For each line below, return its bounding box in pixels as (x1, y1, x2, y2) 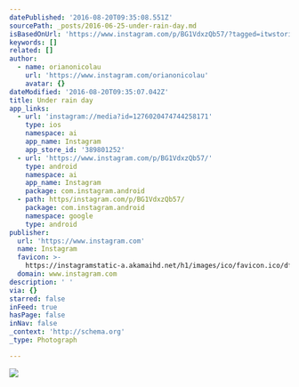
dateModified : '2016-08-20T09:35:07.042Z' (9, 87, 169, 96)
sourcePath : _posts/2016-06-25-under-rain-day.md (9, 21, 198, 30)
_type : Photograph (9, 335, 77, 344)
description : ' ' (9, 278, 74, 286)
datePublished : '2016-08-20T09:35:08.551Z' (9, 12, 174, 22)
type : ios (25, 121, 62, 130)
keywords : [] (9, 37, 58, 47)
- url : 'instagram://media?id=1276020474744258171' (17, 112, 214, 121)
